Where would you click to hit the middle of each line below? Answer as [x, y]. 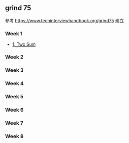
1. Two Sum [24, 44]
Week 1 [14, 33]
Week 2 [14, 57]
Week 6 [14, 110]
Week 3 [14, 70]
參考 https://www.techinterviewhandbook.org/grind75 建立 [64, 20]
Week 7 [14, 123]
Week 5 [14, 96]
